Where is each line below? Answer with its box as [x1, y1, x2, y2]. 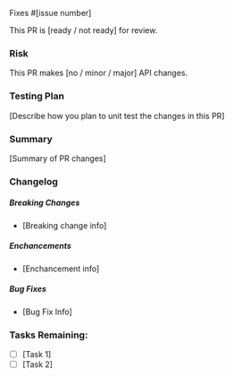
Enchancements [9, 241, 71, 252]
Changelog [9, 175, 58, 187]
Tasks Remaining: [9, 329, 88, 341]
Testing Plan [9, 90, 65, 102]
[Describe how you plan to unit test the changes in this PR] [9, 110, 225, 121]
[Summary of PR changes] [9, 152, 107, 164]
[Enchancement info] [21, 263, 100, 274]
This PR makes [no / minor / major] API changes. [9, 67, 188, 79]
